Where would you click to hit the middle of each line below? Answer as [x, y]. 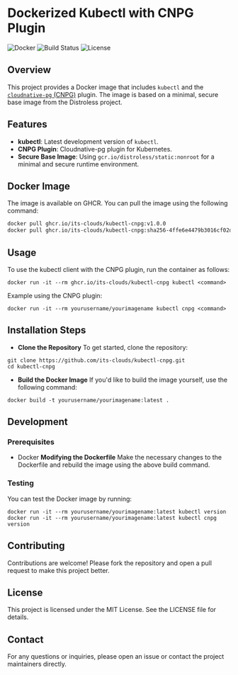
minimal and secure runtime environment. [78, 164]
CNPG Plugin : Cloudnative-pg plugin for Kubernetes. [95, 149]
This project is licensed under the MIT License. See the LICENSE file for [112, 610]
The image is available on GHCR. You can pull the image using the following [118, 203]
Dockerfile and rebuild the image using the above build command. [114, 465]
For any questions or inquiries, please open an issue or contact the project [116, 657]
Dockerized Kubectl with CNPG [101, 13]
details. [18, 617]
